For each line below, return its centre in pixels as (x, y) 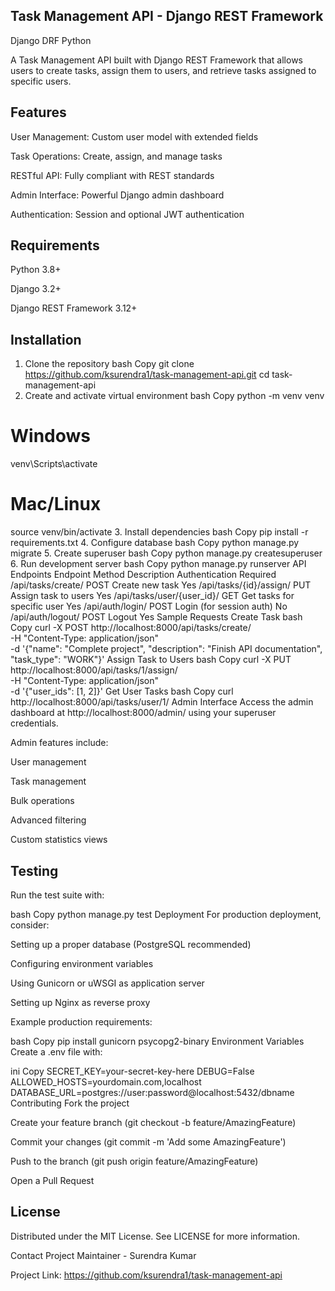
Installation (46, 339)
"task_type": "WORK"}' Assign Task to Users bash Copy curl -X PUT (151, 660)
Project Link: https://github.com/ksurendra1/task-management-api (146, 1275)
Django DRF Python (51, 40)
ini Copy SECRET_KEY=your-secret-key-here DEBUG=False (132, 1071)
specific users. (41, 81)
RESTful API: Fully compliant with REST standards (112, 175)
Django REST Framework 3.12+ (74, 308)
